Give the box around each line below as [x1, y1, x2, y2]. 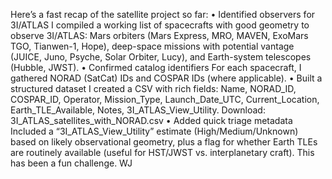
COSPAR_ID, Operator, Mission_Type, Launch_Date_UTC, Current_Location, [10, 94, 320, 105]
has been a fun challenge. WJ [10, 157, 133, 169]
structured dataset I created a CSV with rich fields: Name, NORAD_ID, [10, 83, 297, 94]
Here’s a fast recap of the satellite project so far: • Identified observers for [10, 9, 316, 20]
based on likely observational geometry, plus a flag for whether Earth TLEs [10, 136, 318, 148]
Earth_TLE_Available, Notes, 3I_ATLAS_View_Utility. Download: [10, 104, 266, 116]
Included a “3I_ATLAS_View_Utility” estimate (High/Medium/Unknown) [10, 125, 299, 137]
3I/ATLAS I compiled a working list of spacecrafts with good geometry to [10, 19, 310, 31]
